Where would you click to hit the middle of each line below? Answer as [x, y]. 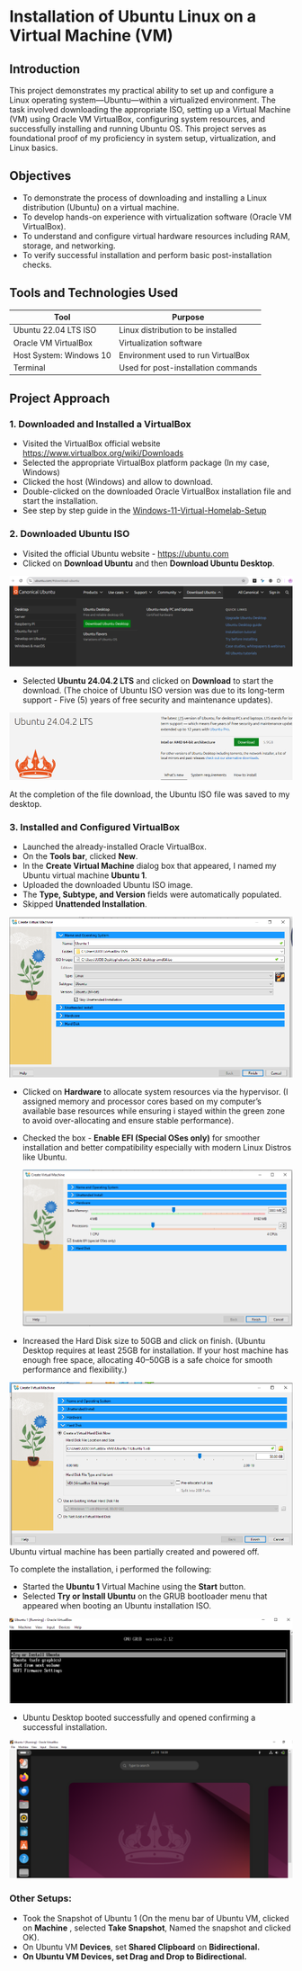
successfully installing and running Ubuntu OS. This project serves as [138, 129]
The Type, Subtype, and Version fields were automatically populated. [152, 895]
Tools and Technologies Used [93, 293]
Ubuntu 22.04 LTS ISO [55, 330]
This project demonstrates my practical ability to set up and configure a [142, 90]
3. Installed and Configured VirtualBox [95, 827]
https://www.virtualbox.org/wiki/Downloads [103, 453]
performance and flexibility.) [75, 1370]
